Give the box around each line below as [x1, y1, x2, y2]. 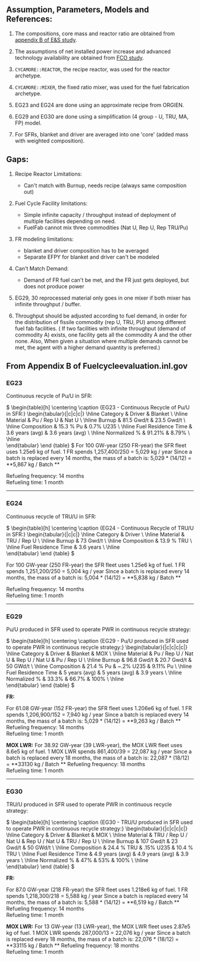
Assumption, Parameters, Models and [6, 5, 149, 15]
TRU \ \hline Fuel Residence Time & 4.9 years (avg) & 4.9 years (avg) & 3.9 [6, 850, 189, 857]
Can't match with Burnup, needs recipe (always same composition [23, 182, 187, 189]
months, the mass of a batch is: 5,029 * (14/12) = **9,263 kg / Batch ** [6, 717, 181, 724]
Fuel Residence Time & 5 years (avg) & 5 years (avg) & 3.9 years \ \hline [6, 668, 182, 676]
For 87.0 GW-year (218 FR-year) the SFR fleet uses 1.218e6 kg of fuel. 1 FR [6, 886, 188, 893]
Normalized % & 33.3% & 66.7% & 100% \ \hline [6, 675, 124, 682]
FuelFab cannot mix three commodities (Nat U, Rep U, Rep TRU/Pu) [23, 223, 189, 231]
